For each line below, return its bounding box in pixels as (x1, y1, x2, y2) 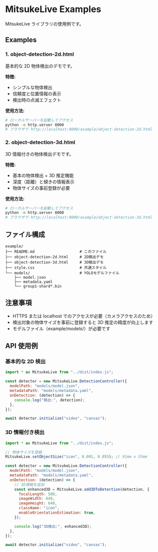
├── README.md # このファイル (5, 249, 107, 254)
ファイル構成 (5, 230, 45, 239)
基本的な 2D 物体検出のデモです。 (5, 63, 75, 69)
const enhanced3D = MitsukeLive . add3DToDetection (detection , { (14, 487, 150, 492)
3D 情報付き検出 (5, 429, 45, 436)
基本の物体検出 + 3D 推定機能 (12, 172, 74, 178)
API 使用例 (5, 342, 38, 350)
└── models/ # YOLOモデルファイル (5, 270, 120, 275)
